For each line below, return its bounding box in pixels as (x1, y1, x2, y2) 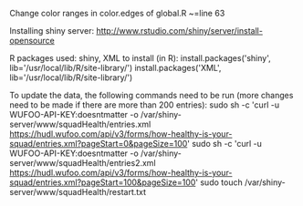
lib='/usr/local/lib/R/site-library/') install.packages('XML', (9, 63, 222, 73)
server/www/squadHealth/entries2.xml (9, 158, 157, 168)
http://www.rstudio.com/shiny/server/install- (95, 26, 263, 36)
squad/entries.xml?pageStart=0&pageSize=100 (9, 139, 188, 149)
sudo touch (200, 177, 244, 188)
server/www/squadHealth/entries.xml (9, 118, 151, 129)
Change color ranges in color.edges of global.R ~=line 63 (9, 8, 225, 18)
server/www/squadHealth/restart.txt (9, 187, 147, 197)
